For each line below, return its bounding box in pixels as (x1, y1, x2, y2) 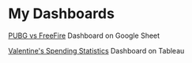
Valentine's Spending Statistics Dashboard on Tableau (8, 46, 185, 55)
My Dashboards (8, 5, 115, 23)
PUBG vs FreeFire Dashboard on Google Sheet (8, 31, 160, 40)
